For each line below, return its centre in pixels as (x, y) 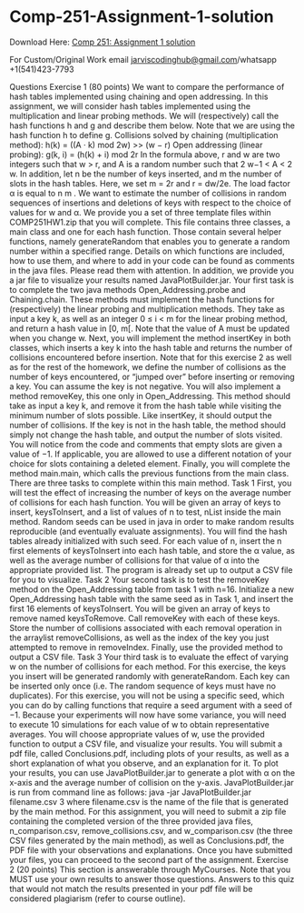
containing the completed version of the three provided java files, (132, 821)
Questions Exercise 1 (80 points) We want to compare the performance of (147, 86)
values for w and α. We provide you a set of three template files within (141, 212)
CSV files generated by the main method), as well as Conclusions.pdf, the (147, 840)
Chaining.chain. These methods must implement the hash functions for (142, 299)
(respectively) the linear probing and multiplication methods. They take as (147, 309)
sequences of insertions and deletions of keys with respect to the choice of (151, 203)
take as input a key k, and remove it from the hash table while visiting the (146, 406)
